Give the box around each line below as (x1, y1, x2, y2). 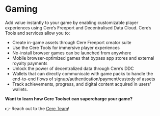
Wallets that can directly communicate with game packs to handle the (12, 70, 153, 76)
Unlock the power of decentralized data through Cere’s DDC (12, 65, 134, 71)
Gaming (5, 3, 38, 15)
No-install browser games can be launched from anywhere (12, 50, 132, 56)
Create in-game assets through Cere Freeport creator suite (12, 39, 132, 45)
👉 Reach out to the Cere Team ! (5, 105, 70, 111)
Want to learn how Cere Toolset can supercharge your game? (5, 95, 133, 101)
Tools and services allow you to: (5, 30, 70, 36)
